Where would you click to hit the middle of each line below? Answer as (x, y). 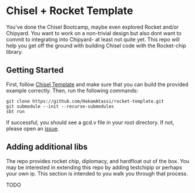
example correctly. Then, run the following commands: (72, 90)
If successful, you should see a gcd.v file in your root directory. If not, (90, 122)
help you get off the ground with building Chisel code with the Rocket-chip (96, 46)
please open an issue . (33, 128)
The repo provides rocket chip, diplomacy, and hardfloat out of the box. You (98, 161)
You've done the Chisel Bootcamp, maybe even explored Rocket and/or (93, 27)
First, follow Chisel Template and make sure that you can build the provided (97, 84)
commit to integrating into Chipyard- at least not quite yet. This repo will (93, 39)
